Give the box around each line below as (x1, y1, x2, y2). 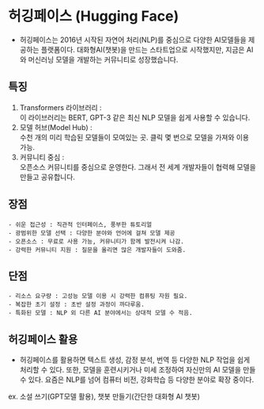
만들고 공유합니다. (19, 172, 75, 182)
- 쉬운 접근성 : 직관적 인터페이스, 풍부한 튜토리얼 (8, 220, 153, 228)
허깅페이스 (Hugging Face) (8, 7, 179, 25)
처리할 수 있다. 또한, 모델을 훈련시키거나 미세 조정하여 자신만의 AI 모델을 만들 (19, 365, 256, 375)
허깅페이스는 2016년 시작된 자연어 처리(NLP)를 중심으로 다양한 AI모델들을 (19, 35, 247, 44)
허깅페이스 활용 (8, 332, 78, 346)
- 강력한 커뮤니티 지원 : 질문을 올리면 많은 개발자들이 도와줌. (8, 246, 187, 254)
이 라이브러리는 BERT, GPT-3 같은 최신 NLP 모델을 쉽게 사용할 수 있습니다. (19, 113, 251, 122)
